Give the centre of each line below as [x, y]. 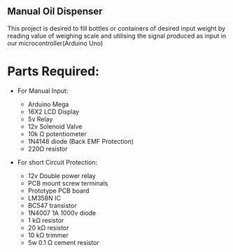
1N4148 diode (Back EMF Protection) [81, 141]
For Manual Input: [43, 91]
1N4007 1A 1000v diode [62, 213]
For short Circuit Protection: [57, 162]
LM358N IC [44, 198]
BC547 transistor [52, 205]
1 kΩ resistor [46, 220]
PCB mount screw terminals [68, 183]
